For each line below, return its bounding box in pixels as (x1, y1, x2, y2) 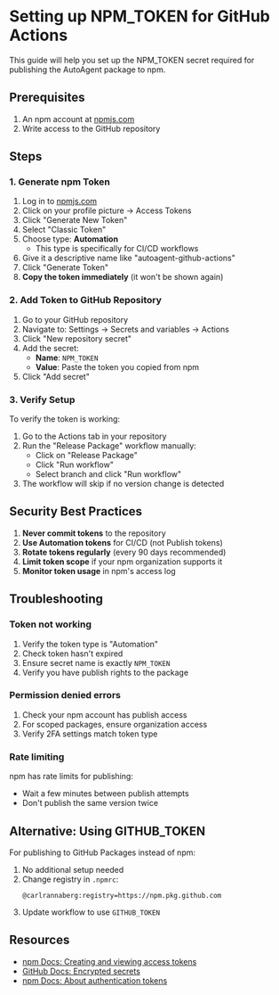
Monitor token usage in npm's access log (21, 565, 176, 576)
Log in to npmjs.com (21, 196, 98, 207)
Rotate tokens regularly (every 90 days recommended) (21, 547, 227, 557)
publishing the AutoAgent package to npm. (9, 64, 166, 75)
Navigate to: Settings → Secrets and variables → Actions (21, 324, 229, 334)
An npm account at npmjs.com (21, 113, 135, 124)
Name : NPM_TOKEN (35, 352, 99, 363)
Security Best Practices (9, 504, 143, 519)
